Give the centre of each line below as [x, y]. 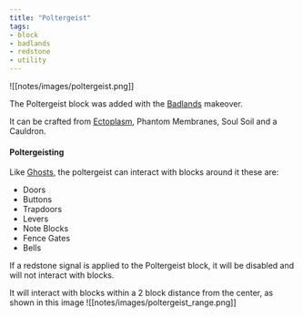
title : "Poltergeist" [50, 18]
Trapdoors [42, 210]
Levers [35, 219]
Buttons [37, 199]
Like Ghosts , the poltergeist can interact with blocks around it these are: [144, 172]
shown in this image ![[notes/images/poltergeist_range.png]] [123, 302]
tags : [20, 26]
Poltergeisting [37, 152]
